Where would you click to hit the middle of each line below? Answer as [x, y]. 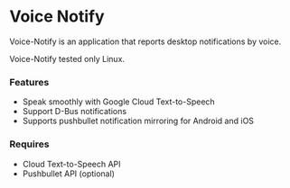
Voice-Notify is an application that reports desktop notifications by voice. [145, 41]
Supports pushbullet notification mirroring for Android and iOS [138, 121]
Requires [29, 144]
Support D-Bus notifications [75, 112]
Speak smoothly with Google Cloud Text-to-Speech [118, 102]
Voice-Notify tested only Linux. [67, 58]
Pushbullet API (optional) [69, 174]
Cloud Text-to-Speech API [71, 164]
